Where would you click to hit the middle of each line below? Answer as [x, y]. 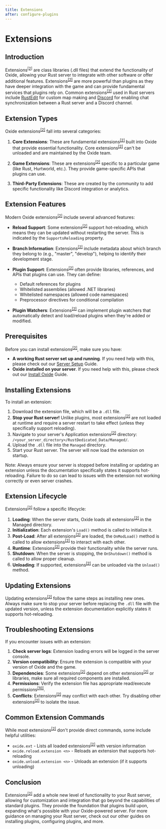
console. [21, 656]
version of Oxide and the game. [44, 667]
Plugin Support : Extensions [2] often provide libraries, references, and [83, 269]
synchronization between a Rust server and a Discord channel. [69, 103]
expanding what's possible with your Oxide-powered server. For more [76, 811]
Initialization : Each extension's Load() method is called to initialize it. [82, 530]
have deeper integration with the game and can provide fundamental [75, 86]
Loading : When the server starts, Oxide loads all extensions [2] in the [82, 519]
